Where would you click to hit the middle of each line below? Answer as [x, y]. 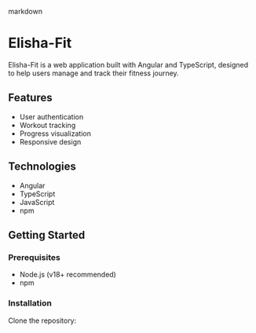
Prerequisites [34, 257]
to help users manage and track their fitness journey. [93, 73]
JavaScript [37, 202]
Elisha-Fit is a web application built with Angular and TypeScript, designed [128, 64]
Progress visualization [55, 134]
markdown [26, 11]
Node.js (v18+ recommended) [68, 275]
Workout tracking [48, 125]
